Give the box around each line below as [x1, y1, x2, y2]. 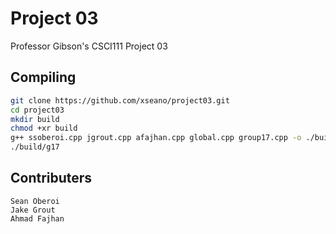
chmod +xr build [10, 123, 78, 134]
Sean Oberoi [10, 196, 60, 206]
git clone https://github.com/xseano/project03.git [10, 95, 230, 106]
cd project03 [10, 105, 65, 115]
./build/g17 [10, 142, 60, 152]
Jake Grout [10, 205, 56, 215]
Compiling [10, 69, 77, 86]
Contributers [10, 170, 93, 187]
